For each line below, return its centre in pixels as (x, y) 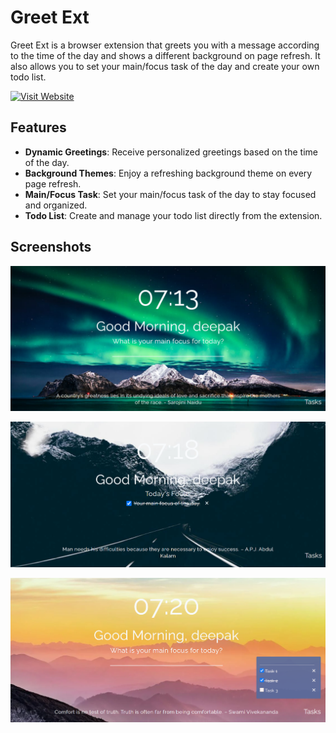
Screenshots (51, 247)
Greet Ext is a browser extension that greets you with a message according (165, 45)
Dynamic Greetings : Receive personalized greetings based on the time (171, 152)
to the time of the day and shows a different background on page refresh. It (165, 55)
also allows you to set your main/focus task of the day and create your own (165, 66)
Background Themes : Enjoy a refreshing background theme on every (168, 173)
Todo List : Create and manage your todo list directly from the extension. (173, 215)
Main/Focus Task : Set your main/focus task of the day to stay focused (170, 194)
